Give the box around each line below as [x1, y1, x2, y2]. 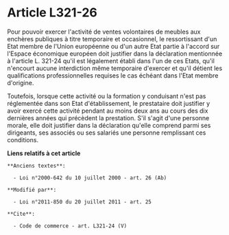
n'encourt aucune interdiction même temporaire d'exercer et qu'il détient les [7, 64, 223, 72]
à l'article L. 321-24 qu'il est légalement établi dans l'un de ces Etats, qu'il [7, 56, 215, 65]
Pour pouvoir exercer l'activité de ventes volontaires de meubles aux [7, 27, 201, 36]
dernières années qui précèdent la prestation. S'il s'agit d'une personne [7, 113, 210, 122]
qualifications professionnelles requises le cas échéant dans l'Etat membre [7, 71, 219, 80]
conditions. [7, 135, 39, 144]
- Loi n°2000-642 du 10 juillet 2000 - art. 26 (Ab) [13, 174, 167, 181]
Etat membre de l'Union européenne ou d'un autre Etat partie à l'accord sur [7, 42, 220, 50]
